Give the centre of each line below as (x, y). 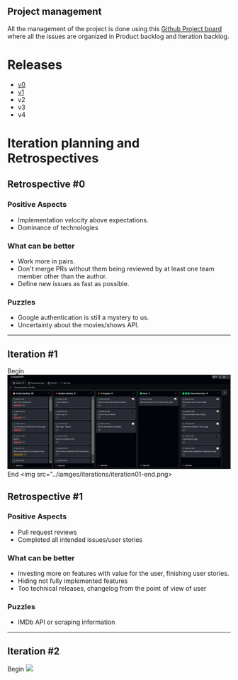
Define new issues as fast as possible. (73, 283)
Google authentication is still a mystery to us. (83, 317)
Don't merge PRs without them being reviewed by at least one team (116, 268)
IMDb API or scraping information (66, 622)
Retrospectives (53, 158)
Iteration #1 (33, 354)
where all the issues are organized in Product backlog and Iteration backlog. (118, 36)
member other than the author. (62, 276)
